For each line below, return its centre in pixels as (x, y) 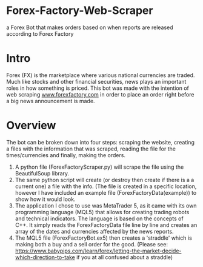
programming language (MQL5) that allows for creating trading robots (102, 212)
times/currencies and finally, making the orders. (66, 155)
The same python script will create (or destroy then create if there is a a (105, 180)
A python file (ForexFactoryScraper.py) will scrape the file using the (99, 167)
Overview (31, 126)
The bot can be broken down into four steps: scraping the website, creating (101, 142)
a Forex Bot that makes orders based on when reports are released (90, 27)
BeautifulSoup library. (42, 173)
